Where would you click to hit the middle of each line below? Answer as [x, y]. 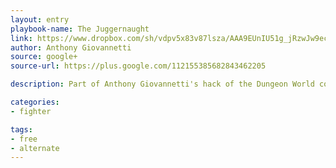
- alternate [35, 148]
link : [21, 38]
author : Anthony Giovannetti [71, 47]
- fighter [31, 111]
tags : [21, 129]
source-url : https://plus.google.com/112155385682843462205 [138, 66]
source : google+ [44, 57]
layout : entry [40, 19]
